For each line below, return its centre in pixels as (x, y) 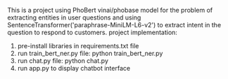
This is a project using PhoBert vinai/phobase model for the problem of (110, 10)
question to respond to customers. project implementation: (93, 32)
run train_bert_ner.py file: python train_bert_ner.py (90, 53)
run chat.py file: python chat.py (63, 61)
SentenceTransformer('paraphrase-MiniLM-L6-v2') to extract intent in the (114, 25)
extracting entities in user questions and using (74, 17)
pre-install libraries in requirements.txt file (78, 46)
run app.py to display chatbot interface (74, 68)
